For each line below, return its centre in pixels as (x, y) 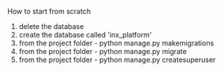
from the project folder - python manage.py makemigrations (116, 43)
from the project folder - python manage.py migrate (103, 51)
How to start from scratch (49, 11)
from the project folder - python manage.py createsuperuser (117, 59)
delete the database (51, 26)
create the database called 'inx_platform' (85, 35)
